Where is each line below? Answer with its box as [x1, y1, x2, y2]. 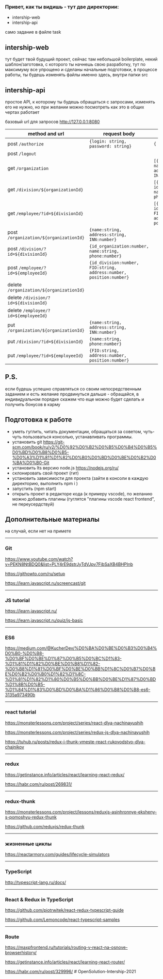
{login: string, [89, 138, 127, 144]
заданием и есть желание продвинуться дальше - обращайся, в [5, 391, 139, 397]
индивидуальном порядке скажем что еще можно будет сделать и [5, 396, 145, 402]
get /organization [7, 164, 49, 171]
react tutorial [5, 709, 36, 715]
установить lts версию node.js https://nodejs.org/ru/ [12, 465, 119, 470]
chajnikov [5, 744, 24, 750]
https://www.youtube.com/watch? [5, 556, 73, 562]
